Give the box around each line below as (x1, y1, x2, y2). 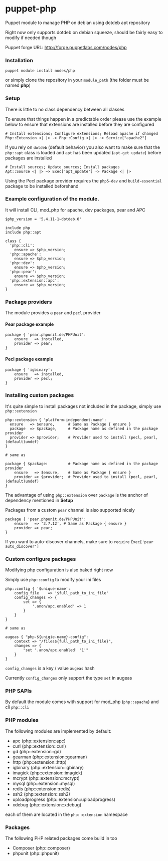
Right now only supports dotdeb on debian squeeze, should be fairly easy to (5, 29, 163, 35)
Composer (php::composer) (12, 845, 70, 851)
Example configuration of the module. (5, 195, 99, 202)
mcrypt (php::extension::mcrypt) (12, 775, 80, 781)
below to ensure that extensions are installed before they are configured (5, 121, 154, 127)
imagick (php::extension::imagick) (12, 770, 83, 776)
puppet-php (5, 3, 57, 15)
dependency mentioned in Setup (5, 497, 74, 503)
